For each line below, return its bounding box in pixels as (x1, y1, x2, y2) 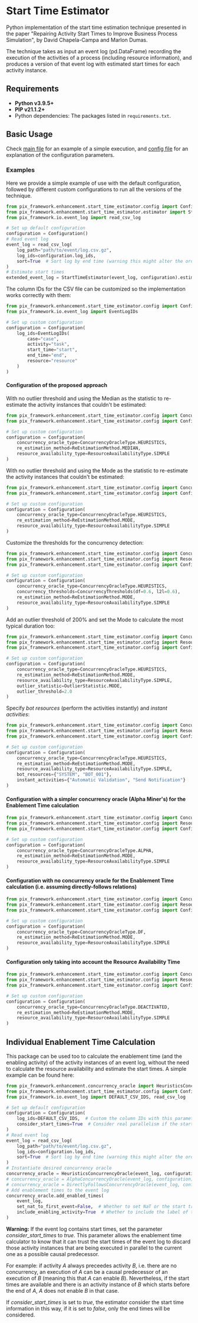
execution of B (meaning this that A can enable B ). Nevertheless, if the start (6, 1274, 190, 1282)
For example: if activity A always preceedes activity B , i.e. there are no (6, 1262, 177, 1269)
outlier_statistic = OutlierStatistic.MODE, (16, 683, 123, 689)
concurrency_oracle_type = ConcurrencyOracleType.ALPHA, (16, 848, 154, 854)
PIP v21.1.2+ (14, 105, 45, 113)
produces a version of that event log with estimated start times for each (6, 60, 180, 67)
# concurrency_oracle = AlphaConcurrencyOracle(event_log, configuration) (6, 1176, 194, 1182)
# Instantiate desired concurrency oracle (6, 1165, 112, 1171)
